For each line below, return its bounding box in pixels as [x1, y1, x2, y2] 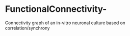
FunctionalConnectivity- [5, 3, 107, 15]
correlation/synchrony [5, 25, 50, 31]
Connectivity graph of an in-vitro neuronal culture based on [5, 20, 126, 26]
